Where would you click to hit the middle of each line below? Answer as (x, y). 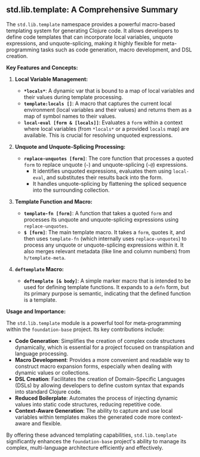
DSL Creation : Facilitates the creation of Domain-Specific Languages (100, 379)
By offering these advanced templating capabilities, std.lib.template (92, 435)
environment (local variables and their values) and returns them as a (108, 109)
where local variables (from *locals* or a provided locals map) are (106, 128)
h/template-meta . (45, 257)
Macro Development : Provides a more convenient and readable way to (102, 360)
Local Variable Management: (51, 79)
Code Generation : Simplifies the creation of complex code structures (100, 341)
